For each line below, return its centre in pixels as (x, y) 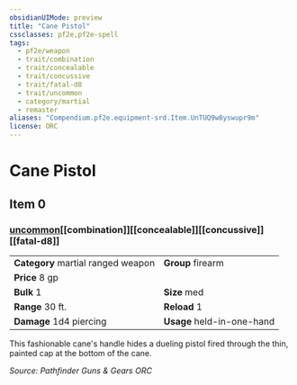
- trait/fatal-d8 (50, 85)
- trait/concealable (56, 68)
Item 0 (28, 204)
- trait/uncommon (50, 93)
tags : (19, 43)
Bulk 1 (28, 291)
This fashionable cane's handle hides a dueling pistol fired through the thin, (149, 344)
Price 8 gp (36, 277)
